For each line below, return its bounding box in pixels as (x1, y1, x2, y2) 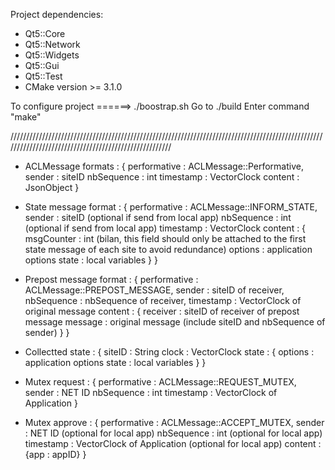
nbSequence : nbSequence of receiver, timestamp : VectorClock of (24, 295, 302, 306)
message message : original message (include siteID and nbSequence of (24, 316, 326, 328)
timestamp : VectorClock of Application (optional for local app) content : (24, 438, 322, 449)
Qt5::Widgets (24, 49, 80, 61)
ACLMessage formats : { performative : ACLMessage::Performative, (24, 160, 304, 172)
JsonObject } (24, 182, 80, 193)
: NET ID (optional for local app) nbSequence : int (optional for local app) (24, 427, 323, 439)
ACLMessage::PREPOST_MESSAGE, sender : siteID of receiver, (24, 284, 285, 296)
